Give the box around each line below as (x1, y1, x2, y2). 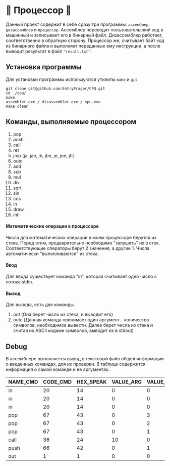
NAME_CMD (8, 378, 38, 385)
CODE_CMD (43, 378, 72, 385)
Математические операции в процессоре (6, 223, 99, 229)
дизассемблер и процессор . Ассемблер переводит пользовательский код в (6, 26, 163, 32)
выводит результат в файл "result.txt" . (6, 48, 92, 54)
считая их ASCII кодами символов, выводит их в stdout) (13, 327, 134, 333)
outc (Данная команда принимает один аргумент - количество (13, 317, 149, 323)
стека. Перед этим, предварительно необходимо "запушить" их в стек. (6, 240, 160, 246)
